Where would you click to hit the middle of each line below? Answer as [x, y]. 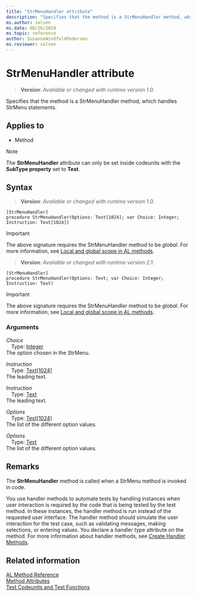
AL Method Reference [33, 575]
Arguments [23, 327]
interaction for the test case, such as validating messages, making [86, 523]
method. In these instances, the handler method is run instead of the [89, 511]
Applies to [25, 126]
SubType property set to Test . [43, 169]
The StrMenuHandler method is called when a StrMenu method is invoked [96, 481]
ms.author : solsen [28, 22]
